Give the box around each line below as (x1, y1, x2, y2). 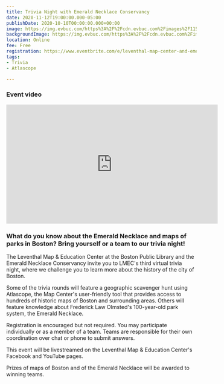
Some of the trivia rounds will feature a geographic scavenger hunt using (6, 284, 188, 291)
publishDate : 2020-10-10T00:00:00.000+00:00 (6, 20, 120, 26)
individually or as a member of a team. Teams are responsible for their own (6, 328, 193, 335)
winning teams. (6, 370, 44, 378)
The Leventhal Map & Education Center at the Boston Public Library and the (6, 253, 194, 260)
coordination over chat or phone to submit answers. (6, 334, 135, 342)
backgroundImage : (6, 31, 50, 37)
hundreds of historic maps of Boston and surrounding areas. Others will (6, 297, 185, 304)
